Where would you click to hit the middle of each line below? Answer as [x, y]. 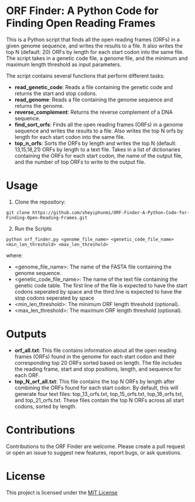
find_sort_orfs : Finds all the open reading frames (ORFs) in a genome [99, 124]
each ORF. [27, 375]
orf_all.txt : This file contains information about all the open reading [95, 350]
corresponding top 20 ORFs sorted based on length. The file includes [98, 362]
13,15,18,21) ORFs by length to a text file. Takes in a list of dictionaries [97, 149]
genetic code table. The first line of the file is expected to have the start [101, 285]
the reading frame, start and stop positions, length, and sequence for [98, 369]
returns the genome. [39, 106]
